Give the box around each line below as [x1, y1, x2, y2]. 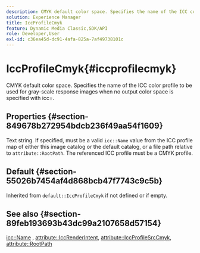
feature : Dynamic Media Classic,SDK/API [6, 25, 108, 32]
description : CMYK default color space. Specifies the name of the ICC [6, 8, 187, 15]
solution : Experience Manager [6, 14, 82, 20]
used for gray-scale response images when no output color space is [6, 88, 174, 95]
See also [6, 209, 39, 219]
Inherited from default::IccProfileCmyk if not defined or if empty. [6, 192, 168, 199]
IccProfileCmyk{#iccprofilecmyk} [6, 62, 177, 76]
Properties [6, 111, 46, 122]
